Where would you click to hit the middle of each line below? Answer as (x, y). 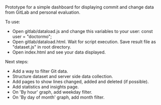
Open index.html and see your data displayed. (59, 52)
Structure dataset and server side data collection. (62, 76)
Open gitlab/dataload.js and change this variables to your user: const (82, 31)
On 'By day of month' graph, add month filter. (58, 97)
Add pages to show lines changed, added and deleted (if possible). (80, 81)
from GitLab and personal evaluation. (43, 12)
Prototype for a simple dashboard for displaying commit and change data (80, 7)
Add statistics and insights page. (45, 87)
